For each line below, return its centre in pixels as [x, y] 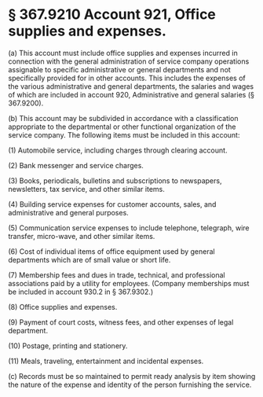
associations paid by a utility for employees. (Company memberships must [129, 283]
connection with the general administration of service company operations [129, 61]
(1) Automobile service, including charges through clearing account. [118, 150]
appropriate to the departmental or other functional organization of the [122, 127]
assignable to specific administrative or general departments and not [120, 69]
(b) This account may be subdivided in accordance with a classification [123, 118]
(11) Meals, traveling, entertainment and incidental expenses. [106, 361]
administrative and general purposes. [69, 212]
